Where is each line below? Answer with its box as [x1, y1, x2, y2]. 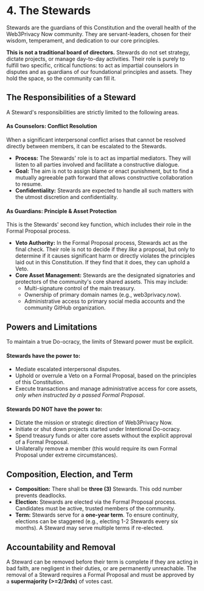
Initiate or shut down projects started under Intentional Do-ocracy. [15, 426, 181, 433]
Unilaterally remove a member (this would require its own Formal [15, 445, 178, 452]
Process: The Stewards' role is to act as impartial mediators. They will [15, 154, 191, 162]
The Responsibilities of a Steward [6, 92, 136, 103]
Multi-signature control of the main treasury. [24, 285, 136, 292]
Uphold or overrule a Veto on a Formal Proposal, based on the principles [15, 372, 197, 379]
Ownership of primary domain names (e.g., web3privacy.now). [24, 291, 181, 299]
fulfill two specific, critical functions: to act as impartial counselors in [6, 62, 179, 69]
